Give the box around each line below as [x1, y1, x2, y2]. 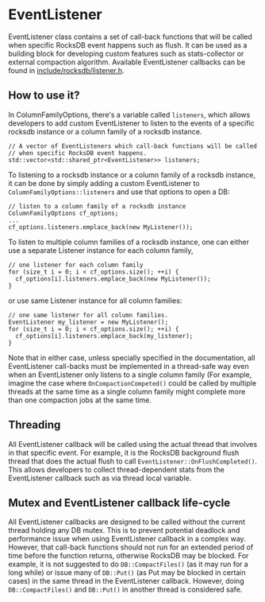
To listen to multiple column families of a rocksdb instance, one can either [8, 237, 250, 247]
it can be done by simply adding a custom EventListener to [8, 178, 200, 188]
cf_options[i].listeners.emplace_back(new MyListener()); [15, 274, 212, 283]
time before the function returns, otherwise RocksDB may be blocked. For [8, 551, 249, 561]
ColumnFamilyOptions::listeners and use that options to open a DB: [8, 187, 230, 196]
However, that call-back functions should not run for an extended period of [8, 542, 254, 552]
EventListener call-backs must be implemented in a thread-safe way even [8, 361, 249, 371]
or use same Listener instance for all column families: [8, 296, 182, 305]
